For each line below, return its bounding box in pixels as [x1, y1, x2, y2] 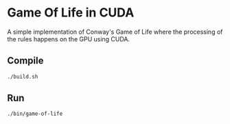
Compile [7, 55, 44, 67]
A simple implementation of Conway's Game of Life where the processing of [7, 28, 223, 36]
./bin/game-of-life [7, 110, 63, 118]
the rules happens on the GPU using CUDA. [7, 34, 130, 43]
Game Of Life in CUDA [7, 5, 135, 21]
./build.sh [7, 73, 38, 80]
